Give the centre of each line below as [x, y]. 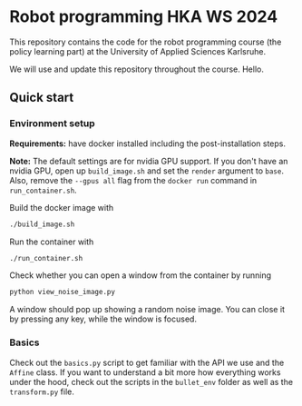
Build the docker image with [62, 207]
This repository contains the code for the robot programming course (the [146, 42]
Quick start [42, 98]
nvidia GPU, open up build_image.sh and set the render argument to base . [146, 171]
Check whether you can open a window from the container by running [141, 275]
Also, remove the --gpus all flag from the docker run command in [133, 180]
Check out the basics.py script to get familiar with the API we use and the [147, 362]
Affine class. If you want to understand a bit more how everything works [145, 372]
